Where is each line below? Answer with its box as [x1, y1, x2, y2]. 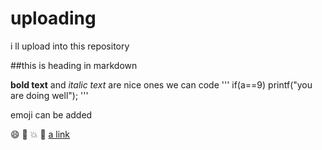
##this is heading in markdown [10, 59, 138, 71]
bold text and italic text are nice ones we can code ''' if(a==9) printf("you [10, 78, 313, 91]
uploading [10, 7, 97, 30]
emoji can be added [10, 108, 93, 121]
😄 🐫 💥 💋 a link [10, 128, 71, 140]
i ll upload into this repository [10, 40, 130, 52]
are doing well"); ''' [10, 89, 89, 101]
